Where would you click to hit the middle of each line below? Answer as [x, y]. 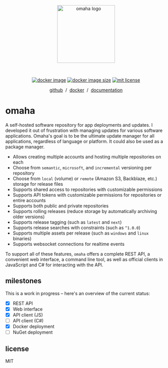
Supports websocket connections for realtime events [68, 244]
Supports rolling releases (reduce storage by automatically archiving [85, 211]
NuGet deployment [33, 332]
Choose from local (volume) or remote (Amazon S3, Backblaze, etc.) [85, 178]
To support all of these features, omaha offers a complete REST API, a [78, 254]
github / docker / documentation [86, 90]
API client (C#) [28, 320]
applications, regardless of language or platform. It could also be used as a [84, 141]
